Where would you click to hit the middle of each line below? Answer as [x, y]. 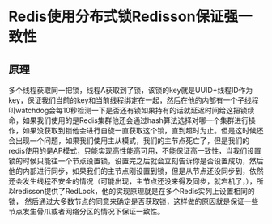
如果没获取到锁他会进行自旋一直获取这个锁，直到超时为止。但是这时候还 [143, 131]
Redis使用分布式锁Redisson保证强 [123, 17]
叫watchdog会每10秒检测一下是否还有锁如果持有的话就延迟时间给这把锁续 [132, 110]
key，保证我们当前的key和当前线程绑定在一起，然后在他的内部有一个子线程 [134, 100]
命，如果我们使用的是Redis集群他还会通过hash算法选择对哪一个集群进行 [129, 120]
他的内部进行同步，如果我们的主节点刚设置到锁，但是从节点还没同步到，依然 [136, 171]
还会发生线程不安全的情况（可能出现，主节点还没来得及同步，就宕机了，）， [132, 181]
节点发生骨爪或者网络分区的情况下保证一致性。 [86, 211]
